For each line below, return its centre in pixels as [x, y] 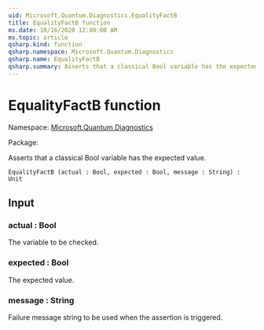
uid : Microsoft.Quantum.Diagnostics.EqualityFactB [93, 15]
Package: [24, 142]
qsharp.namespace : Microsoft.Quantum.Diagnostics [91, 52]
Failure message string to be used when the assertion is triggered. [115, 317]
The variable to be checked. [53, 242]
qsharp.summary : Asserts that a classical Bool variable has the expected [133, 67]
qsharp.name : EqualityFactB [54, 60]
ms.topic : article [38, 37]
